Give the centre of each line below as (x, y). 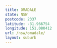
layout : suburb (21, 38)
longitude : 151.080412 (28, 28)
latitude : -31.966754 (28, 24)
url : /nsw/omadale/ (25, 33)
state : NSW (16, 14)
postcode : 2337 (21, 19)
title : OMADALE (21, 10)
